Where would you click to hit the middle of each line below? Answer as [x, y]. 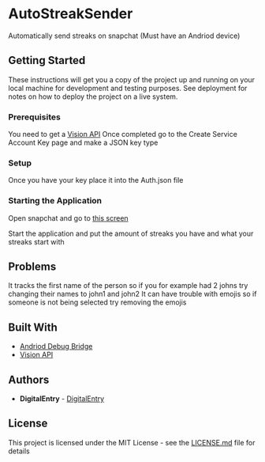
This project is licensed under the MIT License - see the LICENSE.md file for [132, 442]
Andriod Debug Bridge [56, 346]
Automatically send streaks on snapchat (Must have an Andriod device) [124, 36]
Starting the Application [55, 201]
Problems [32, 267]
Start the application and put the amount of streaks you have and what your [131, 233]
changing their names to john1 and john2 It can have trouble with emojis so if [132, 294]
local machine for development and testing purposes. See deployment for [128, 88]
